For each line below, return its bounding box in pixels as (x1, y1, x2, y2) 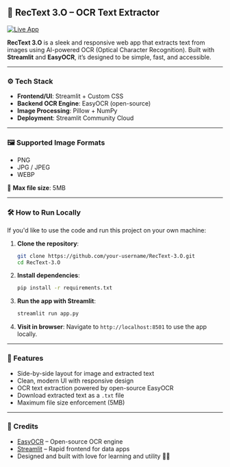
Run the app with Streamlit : (16, 297, 97, 305)
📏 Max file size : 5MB (7, 184, 66, 192)
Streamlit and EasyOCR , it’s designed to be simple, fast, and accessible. (7, 53, 212, 61)
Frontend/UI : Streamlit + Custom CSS (16, 92, 124, 100)
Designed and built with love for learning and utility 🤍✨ (16, 452, 170, 460)
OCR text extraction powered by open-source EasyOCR (16, 383, 174, 392)
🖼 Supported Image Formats (7, 138, 105, 147)
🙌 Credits (7, 422, 39, 431)
